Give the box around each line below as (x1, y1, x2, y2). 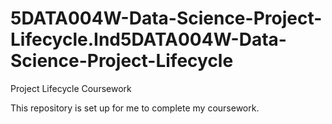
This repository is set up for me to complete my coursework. (10, 102, 260, 114)
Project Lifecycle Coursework (10, 82, 132, 94)
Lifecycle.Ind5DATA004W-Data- (10, 28, 287, 51)
